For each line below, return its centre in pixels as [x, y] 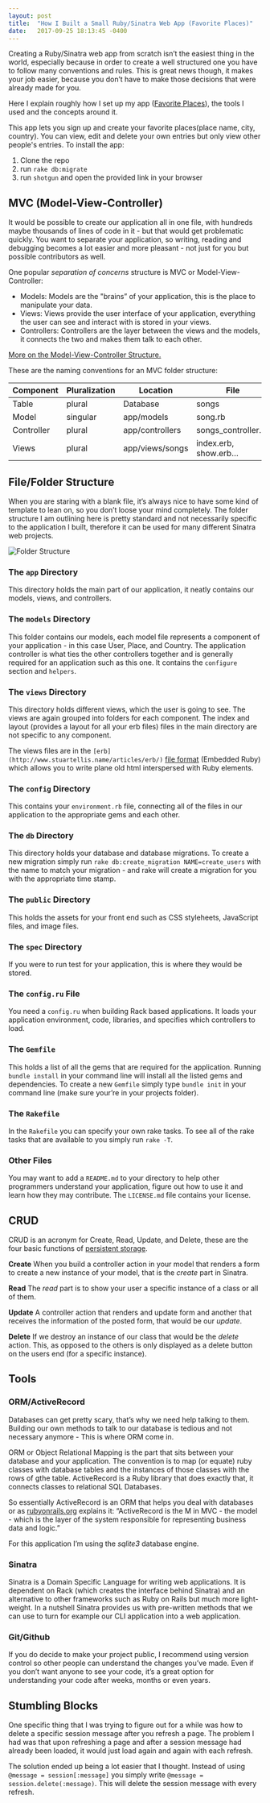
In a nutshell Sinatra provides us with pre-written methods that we [144, 1608]
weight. [21, 1608]
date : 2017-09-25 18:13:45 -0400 [68, 31]
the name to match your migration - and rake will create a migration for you [133, 870]
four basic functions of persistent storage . [78, 1248]
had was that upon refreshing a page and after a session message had [125, 1743]
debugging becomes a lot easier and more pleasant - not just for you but [129, 248]
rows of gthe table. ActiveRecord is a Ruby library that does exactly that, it [131, 1478]
